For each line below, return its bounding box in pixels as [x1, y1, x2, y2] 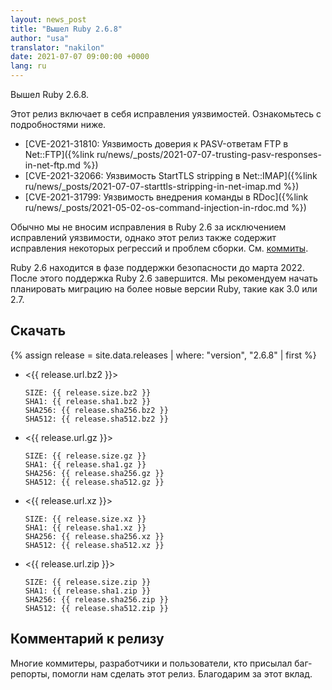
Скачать [10, 322, 67, 340]
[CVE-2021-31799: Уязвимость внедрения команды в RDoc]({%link [24, 191, 309, 203]
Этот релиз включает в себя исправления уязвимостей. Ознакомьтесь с [10, 108, 322, 120]
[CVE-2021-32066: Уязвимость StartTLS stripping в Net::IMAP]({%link [24, 170, 318, 181]
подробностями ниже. [10, 119, 107, 130]
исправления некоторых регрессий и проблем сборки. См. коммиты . [10, 242, 309, 254]
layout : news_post [10, 14, 87, 25]
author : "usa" [10, 33, 70, 43]
